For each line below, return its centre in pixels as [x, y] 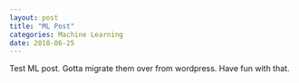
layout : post [34, 18]
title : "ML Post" [42, 26]
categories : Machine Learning [67, 34]
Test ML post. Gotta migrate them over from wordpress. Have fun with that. [149, 69]
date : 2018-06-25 [42, 43]
